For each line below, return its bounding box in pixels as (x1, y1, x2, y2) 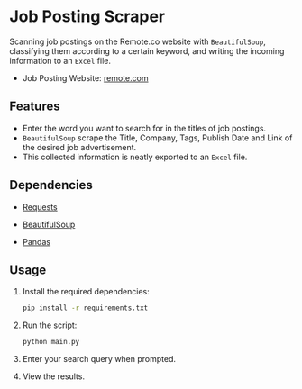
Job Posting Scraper (9, 6, 165, 27)
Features (9, 99, 60, 114)
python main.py (22, 338, 80, 347)
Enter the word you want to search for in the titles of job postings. (22, 122, 267, 133)
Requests (22, 201, 58, 213)
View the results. (22, 371, 86, 382)
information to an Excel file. (9, 55, 111, 66)
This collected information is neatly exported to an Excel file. (22, 151, 248, 162)
